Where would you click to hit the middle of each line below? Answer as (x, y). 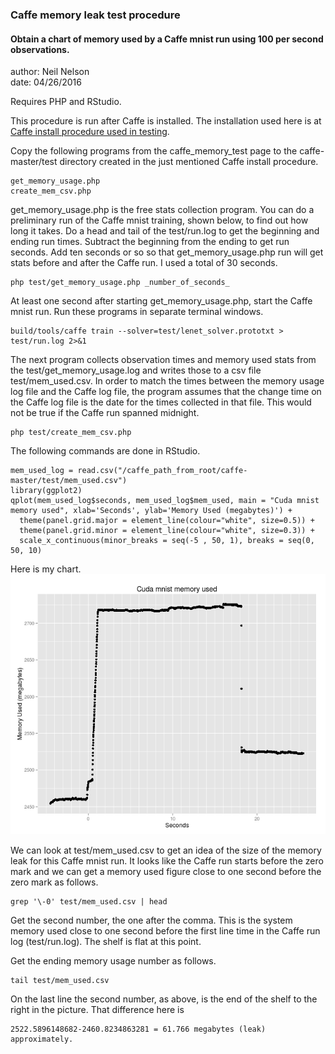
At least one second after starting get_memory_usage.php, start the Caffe (161, 301)
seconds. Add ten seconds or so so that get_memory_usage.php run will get (167, 252)
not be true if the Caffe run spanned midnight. (105, 413)
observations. (40, 49)
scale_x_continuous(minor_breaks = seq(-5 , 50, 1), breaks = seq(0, (167, 541)
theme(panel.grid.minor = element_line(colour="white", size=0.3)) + (167, 531)
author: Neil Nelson (50, 72)
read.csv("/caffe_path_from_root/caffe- (162, 471)
